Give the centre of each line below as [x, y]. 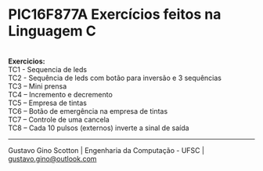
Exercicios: [27, 61]
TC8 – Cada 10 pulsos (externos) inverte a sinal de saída [99, 128]
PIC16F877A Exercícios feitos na [115, 15]
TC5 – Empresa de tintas [48, 103]
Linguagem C [52, 31]
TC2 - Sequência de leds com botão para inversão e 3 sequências [115, 78]
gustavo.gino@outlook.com [52, 158]
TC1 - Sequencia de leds [48, 69]
